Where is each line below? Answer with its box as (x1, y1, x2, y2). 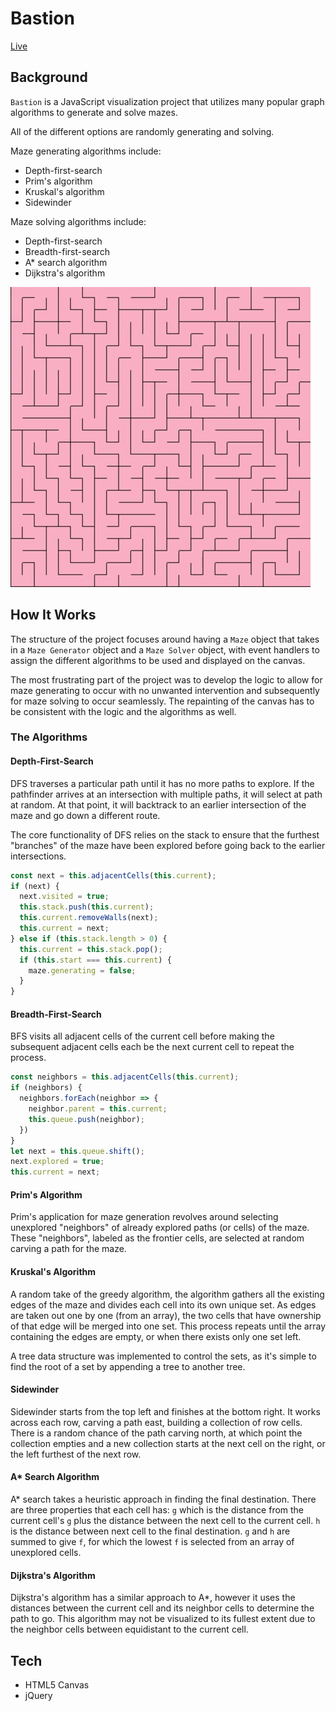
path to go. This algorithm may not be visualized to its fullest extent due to (10, 1613, 316, 1625)
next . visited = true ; (19, 892, 110, 902)
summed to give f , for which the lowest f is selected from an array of (10, 1535, 295, 1547)
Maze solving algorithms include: (10, 215, 147, 227)
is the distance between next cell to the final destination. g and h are (10, 1525, 291, 1537)
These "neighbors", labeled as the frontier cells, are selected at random (10, 1232, 305, 1244)
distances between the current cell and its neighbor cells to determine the (10, 1602, 315, 1614)
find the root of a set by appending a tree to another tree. (10, 1360, 246, 1372)
